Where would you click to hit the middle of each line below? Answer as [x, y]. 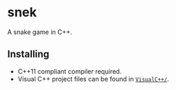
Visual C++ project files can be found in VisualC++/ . [93, 79]
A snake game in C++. [40, 32]
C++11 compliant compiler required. [70, 71]
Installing [28, 54]
